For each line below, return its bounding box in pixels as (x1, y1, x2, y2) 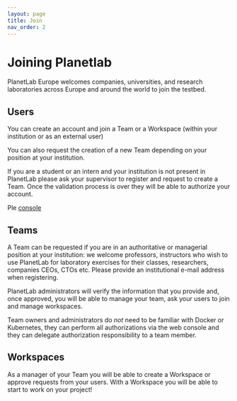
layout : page (7, 10, 46, 18)
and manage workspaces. (7, 302, 83, 310)
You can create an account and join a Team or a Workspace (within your (7, 125, 218, 133)
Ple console (7, 204, 42, 212)
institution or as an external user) (7, 132, 104, 141)
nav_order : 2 (7, 23, 46, 31)
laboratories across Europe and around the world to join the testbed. (7, 85, 207, 94)
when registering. (7, 273, 59, 281)
